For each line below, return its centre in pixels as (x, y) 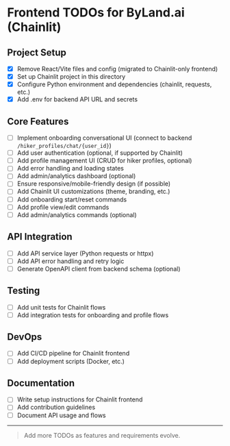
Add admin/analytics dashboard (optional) (76, 176)
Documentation (41, 383)
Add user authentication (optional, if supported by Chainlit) (100, 153)
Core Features (38, 121)
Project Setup (37, 52)
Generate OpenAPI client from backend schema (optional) (99, 269)
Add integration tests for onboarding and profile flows (93, 315)
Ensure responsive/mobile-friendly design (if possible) (94, 184)
